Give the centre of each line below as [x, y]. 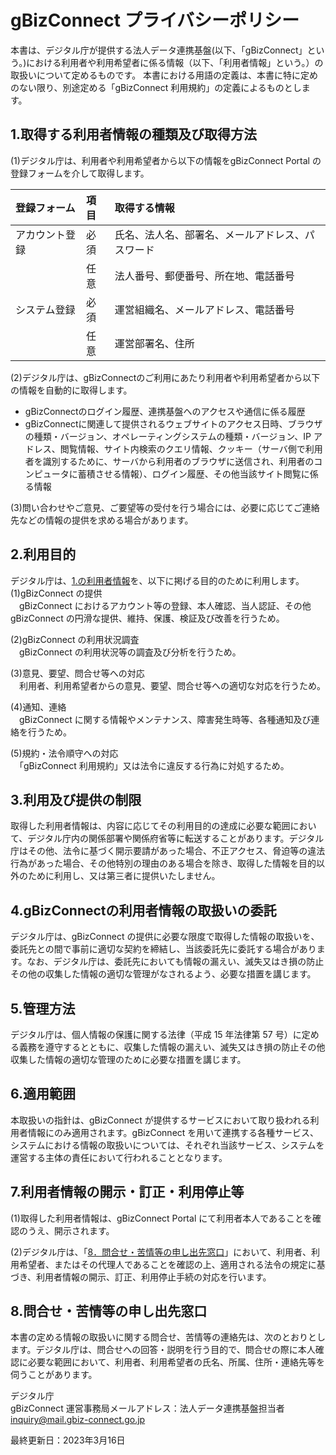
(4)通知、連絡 [38, 707]
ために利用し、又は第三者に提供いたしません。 [124, 876]
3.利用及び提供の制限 [76, 799]
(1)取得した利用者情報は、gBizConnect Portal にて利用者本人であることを [161, 1218]
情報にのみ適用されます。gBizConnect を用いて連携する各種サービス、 [173, 1132]
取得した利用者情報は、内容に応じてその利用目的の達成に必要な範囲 [150, 826]
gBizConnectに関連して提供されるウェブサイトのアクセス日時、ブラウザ [173, 423]
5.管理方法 [43, 1008]
